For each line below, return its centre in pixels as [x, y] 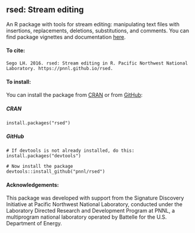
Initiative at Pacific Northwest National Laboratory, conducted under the [95, 204]
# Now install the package [40, 167]
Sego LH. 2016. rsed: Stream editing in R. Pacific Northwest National [97, 63]
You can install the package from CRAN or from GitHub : [75, 95]
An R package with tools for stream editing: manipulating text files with [93, 24]
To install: [19, 82]
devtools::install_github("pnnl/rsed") [56, 172]
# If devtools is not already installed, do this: [70, 151]
